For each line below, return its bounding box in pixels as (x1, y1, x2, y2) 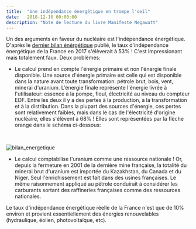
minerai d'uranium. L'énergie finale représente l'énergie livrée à (14, 84, 167, 91)
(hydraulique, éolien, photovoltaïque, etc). (6, 217, 107, 224)
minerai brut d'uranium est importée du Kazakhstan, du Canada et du (14, 168, 181, 175)
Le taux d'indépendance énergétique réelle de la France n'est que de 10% (6, 204, 184, 211)
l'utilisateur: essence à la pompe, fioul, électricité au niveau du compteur (14, 90, 190, 97)
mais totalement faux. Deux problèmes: (6, 54, 101, 61)
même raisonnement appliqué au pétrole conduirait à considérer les (14, 180, 178, 187)
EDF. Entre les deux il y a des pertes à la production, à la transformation (14, 97, 187, 104)
